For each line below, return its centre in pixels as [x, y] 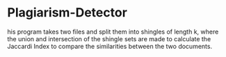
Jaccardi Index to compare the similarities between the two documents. [110, 46]
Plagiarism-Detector [67, 13]
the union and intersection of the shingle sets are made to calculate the [109, 38]
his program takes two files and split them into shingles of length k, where [113, 32]
